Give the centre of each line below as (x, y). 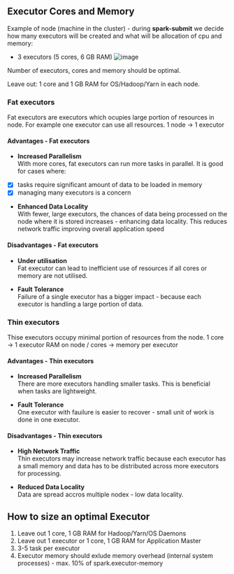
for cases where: (42, 171)
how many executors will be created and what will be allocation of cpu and (115, 36)
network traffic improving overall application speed (90, 229)
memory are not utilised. (52, 275)
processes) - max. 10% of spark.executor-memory (90, 563)
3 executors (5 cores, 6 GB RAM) (65, 57)
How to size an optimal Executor (79, 516)
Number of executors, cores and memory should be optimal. (94, 70)
